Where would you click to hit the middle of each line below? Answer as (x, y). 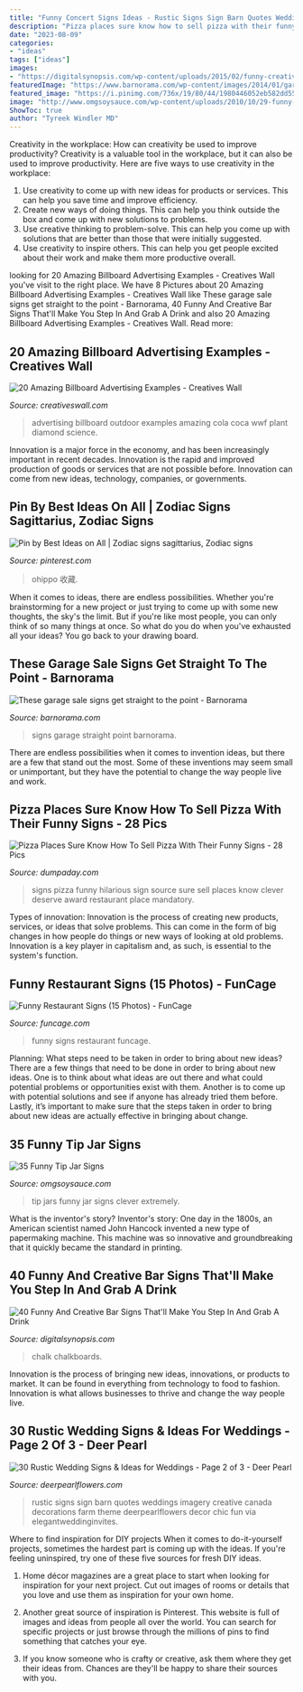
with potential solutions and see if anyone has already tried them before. (143, 1097)
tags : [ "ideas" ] (40, 60)
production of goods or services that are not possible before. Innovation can (151, 469)
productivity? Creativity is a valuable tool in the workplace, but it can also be (151, 154)
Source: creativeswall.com (59, 405)
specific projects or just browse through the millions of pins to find (146, 1631)
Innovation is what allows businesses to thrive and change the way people (147, 1393)
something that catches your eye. (84, 1640)
